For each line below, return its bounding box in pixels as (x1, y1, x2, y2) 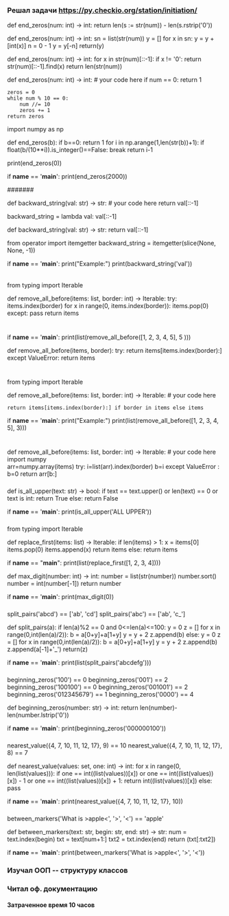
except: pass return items (7, 309, 80, 317)
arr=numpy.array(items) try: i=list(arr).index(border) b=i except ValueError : (7, 463, 220, 471)
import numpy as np (7, 125, 64, 133)
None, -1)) (7, 246, 36, 254)
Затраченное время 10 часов (7, 901, 95, 909)
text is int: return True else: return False (7, 494, 119, 503)
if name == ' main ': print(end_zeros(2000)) (7, 173, 128, 181)
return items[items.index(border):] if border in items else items (7, 404, 204, 411)
